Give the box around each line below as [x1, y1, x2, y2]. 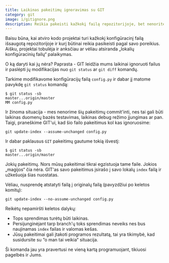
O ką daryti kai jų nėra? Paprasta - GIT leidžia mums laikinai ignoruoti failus [5, 61, 160, 67]
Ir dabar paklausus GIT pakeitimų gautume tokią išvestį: [5, 138, 120, 144]
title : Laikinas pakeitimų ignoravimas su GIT [5, 7, 105, 13]
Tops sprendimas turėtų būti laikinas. [12, 215, 89, 222]
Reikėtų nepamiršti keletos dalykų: [5, 206, 76, 212]
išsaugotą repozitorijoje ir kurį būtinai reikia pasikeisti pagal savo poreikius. [5, 41, 160, 47]
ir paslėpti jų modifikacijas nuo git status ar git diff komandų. [5, 67, 138, 73]
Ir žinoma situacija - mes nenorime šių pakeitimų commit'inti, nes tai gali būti [5, 109, 163, 115]
